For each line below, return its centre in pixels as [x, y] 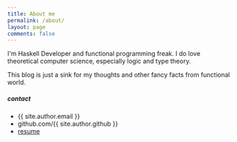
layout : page [27, 27]
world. [17, 83]
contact [19, 98]
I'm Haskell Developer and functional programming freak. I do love [104, 54]
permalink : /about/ [36, 20]
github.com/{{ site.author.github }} [68, 124]
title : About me [31, 14]
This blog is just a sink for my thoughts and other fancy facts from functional [119, 75]
